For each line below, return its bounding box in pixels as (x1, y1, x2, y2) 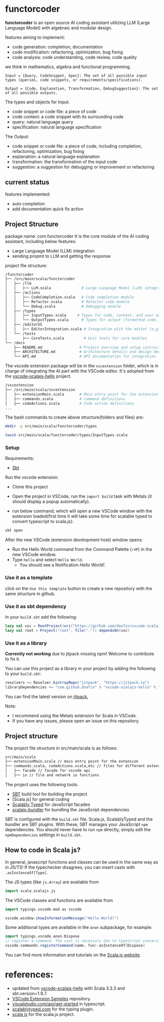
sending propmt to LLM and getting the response (12, 253, 111, 259)
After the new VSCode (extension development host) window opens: (5, 537, 143, 543)
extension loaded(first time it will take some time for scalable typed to (12, 513, 152, 519)
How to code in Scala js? (5, 846, 81, 854)
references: (5, 969, 54, 980)
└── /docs (5, 340, 25, 345)
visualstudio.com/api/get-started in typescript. (12, 1001, 106, 1007)
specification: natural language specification (12, 124, 102, 130)
